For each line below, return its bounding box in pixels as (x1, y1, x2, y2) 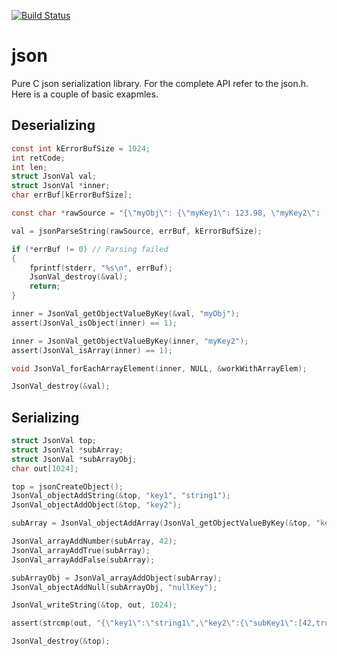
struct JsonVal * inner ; (11, 181, 111, 191)
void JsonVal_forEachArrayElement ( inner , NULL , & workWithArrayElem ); (11, 363, 308, 374)
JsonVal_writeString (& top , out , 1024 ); (11, 600, 178, 610)
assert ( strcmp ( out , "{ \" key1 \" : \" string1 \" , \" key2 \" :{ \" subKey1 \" (11, 618, 294, 629)
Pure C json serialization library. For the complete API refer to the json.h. (11, 77, 309, 89)
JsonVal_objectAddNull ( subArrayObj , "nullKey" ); (11, 582, 218, 592)
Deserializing (11, 117, 96, 134)
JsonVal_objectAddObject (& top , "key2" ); (11, 500, 183, 510)
